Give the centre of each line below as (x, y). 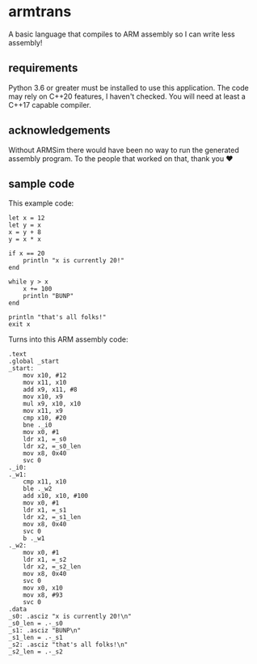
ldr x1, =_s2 (45, 560)
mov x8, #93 (43, 595)
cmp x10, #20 (45, 418)
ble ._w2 (38, 489)
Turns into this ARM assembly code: (68, 339)
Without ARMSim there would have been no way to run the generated (124, 150)
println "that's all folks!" (57, 317)
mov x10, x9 (43, 397)
